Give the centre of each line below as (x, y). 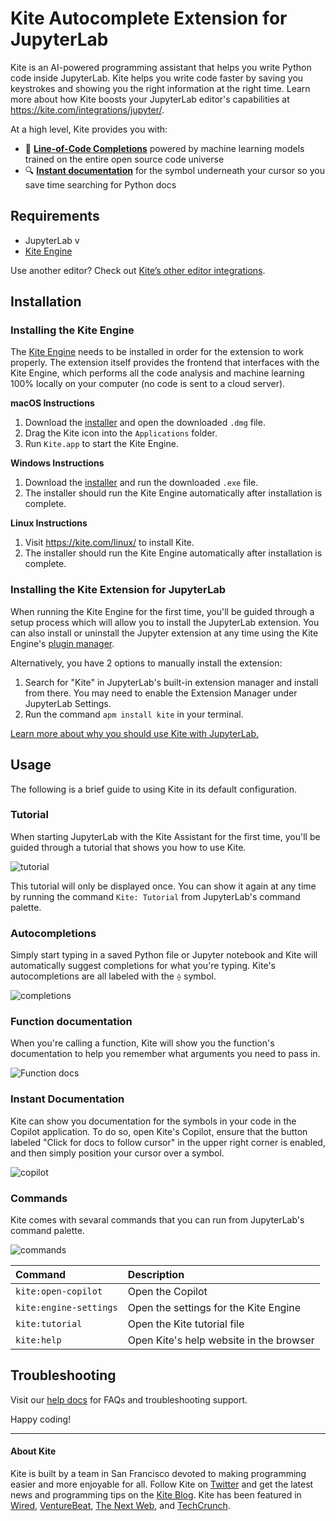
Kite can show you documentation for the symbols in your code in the (153, 1121)
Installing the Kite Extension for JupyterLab (118, 590)
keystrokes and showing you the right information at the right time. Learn (160, 88)
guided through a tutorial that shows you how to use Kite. (128, 847)
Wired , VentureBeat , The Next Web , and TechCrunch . (120, 1506)
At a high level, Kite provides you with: (89, 129)
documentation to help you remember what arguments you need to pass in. (165, 1054)
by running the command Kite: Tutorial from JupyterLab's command (155, 896)
